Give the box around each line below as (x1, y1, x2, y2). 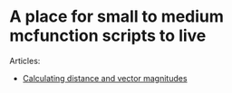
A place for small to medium (9, 6, 225, 27)
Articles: (9, 55, 41, 66)
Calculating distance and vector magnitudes (22, 72, 188, 83)
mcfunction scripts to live (9, 25, 207, 46)
